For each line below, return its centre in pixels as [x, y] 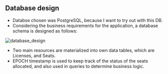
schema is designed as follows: [45, 31]
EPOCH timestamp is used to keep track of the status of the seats [80, 61]
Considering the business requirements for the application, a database [85, 25]
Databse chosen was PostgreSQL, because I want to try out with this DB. [88, 20]
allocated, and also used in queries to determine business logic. [78, 66]
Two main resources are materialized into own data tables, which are [83, 50]
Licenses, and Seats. [34, 55]
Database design [32, 8]
